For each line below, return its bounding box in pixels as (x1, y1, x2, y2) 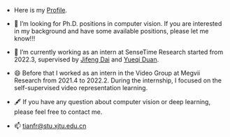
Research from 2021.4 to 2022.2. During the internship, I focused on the (13, 76, 222, 85)
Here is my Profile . (13, 6, 68, 14)
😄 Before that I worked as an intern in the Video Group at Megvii (13, 69, 201, 77)
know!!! (13, 34, 36, 43)
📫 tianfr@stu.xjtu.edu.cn (13, 122, 87, 130)
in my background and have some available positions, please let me (13, 27, 209, 35)
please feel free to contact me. (13, 108, 103, 116)
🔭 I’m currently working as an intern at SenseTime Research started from (13, 48, 224, 56)
